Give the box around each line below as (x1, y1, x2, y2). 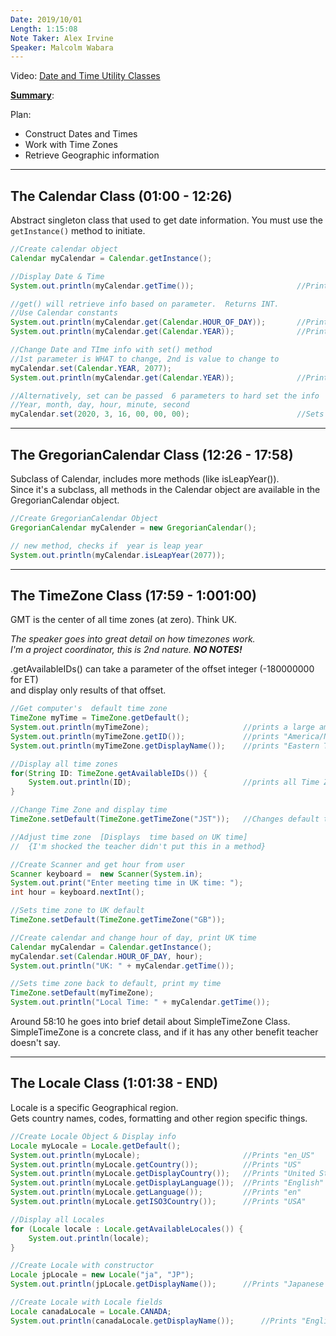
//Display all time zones (10, 759, 118, 769)
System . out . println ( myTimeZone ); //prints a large (10, 722, 315, 733)
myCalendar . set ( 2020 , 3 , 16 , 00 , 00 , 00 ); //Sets (10, 409, 325, 420)
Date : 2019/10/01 (10, 14, 83, 25)
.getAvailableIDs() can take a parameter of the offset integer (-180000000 (10, 663, 315, 675)
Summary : (10, 89, 55, 101)
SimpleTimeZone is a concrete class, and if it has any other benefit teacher (10, 1026, 319, 1038)
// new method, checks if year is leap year (10, 541, 203, 551)
